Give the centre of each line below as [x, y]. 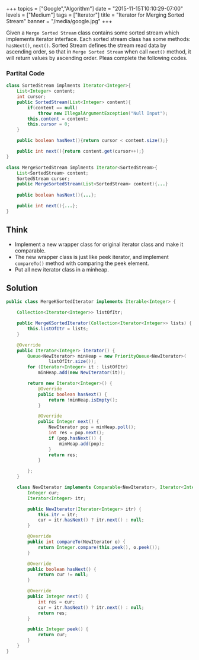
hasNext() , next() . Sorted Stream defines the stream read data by [86, 45]
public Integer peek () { [58, 629]
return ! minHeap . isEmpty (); [83, 400]
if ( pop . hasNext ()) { [75, 438]
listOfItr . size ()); [72, 362]
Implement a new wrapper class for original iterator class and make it [99, 244]
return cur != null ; [63, 575]
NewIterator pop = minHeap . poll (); [92, 427]
